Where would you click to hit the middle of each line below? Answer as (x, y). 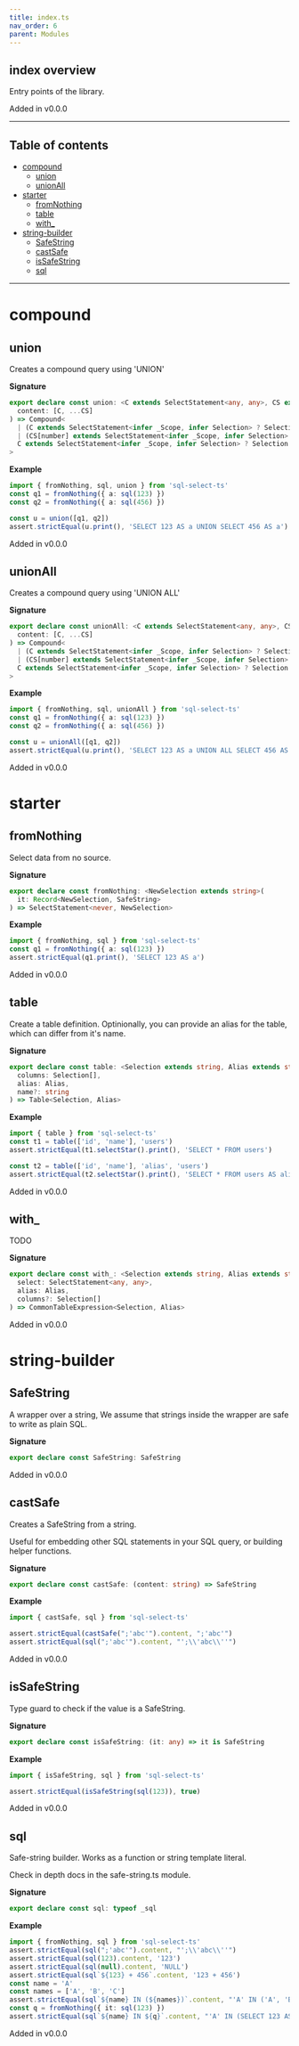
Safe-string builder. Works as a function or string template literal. (128, 1858)
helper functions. (40, 1551)
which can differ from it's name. (68, 1033)
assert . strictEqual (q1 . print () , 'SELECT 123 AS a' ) (107, 958)
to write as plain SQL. (48, 1424)
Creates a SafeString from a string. (73, 1524)
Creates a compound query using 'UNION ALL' (95, 593)
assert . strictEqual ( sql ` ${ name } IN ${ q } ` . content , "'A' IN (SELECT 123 (145, 2017)
